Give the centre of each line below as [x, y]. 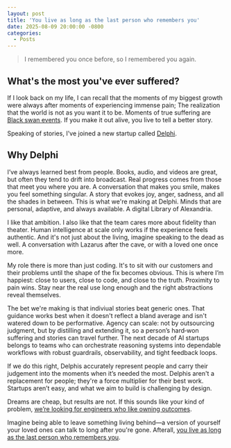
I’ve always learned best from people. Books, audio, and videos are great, [112, 172]
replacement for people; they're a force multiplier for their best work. [105, 381]
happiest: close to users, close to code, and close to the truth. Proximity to [113, 280]
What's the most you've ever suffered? [93, 81]
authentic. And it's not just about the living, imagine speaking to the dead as [115, 237]
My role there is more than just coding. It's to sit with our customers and [110, 265]
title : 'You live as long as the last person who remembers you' [103, 20]
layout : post [26, 14]
